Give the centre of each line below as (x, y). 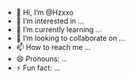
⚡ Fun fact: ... (38, 68)
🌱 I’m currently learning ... (59, 29)
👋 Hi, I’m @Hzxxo (45, 12)
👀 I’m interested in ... (50, 21)
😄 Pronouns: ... (42, 59)
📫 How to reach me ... (53, 47)
